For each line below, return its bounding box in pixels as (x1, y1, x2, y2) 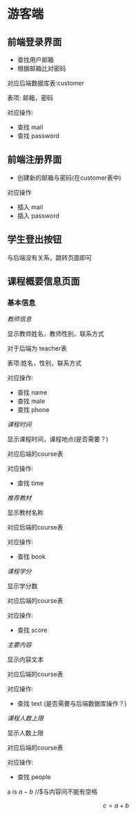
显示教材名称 (7, 509, 43, 517)
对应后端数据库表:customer (7, 79, 85, 87)
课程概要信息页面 (7, 276, 80, 288)
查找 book (17, 552, 46, 561)
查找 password (17, 132, 60, 140)
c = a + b (102, 801, 130, 809)
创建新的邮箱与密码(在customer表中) (17, 174, 122, 182)
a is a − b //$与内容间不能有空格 (7, 787, 98, 796)
